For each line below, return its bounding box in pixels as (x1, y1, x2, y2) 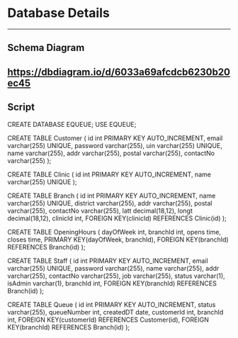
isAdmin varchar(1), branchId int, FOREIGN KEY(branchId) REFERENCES (7, 278, 217, 288)
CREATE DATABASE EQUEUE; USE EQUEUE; (7, 120, 137, 128)
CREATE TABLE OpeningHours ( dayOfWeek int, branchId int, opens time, (7, 227, 222, 236)
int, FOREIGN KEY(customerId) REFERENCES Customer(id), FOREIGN (7, 315, 209, 324)
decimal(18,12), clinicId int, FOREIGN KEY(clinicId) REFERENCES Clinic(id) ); (7, 214, 227, 222)
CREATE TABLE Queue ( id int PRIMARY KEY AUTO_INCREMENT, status (7, 300, 216, 309)
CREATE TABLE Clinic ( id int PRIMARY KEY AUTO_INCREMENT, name (7, 170, 211, 179)
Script (7, 101, 35, 113)
